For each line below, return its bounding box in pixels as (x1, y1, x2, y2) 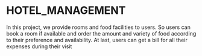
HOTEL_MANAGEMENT (6, 4, 126, 17)
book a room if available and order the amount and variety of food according (6, 30, 197, 37)
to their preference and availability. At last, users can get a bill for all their (6, 36, 188, 43)
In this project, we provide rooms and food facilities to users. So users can (6, 23, 191, 31)
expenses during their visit (6, 43, 72, 50)
